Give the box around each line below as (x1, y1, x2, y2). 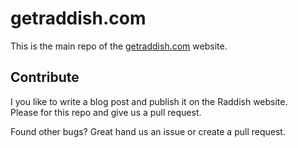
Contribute (10, 69, 80, 86)
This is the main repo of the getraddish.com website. (10, 40, 228, 52)
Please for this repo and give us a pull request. (10, 106, 202, 118)
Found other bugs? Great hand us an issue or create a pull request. (10, 125, 286, 137)
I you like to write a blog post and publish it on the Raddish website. (10, 95, 288, 107)
